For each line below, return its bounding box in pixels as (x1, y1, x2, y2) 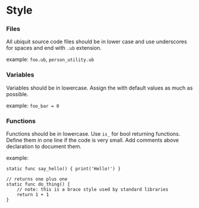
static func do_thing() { (6, 181, 70, 187)
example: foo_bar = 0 (6, 102, 59, 109)
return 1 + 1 (17, 192, 49, 198)
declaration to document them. (6, 143, 82, 150)
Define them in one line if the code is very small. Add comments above (6, 137, 179, 144)
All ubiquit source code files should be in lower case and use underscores (6, 38, 187, 45)
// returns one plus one (6, 176, 68, 183)
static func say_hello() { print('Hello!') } (6, 166, 121, 172)
